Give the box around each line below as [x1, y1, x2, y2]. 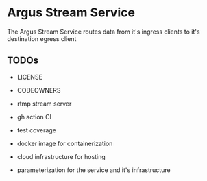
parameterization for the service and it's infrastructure [16, 166, 171, 174]
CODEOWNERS [16, 86, 61, 94]
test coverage [16, 125, 57, 134]
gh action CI [16, 112, 52, 121]
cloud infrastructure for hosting [16, 152, 106, 160]
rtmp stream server [16, 99, 72, 108]
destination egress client [7, 34, 77, 43]
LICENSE [16, 73, 43, 81]
